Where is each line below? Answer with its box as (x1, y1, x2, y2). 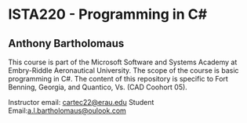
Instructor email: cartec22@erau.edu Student (8, 98, 154, 107)
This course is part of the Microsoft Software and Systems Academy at (8, 57, 238, 67)
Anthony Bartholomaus (8, 37, 125, 50)
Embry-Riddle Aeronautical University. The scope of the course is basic (8, 66, 239, 75)
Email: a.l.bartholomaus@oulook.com (8, 106, 127, 115)
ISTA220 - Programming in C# (8, 5, 208, 24)
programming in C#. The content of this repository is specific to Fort (8, 74, 229, 83)
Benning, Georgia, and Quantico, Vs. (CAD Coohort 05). (8, 82, 188, 92)
